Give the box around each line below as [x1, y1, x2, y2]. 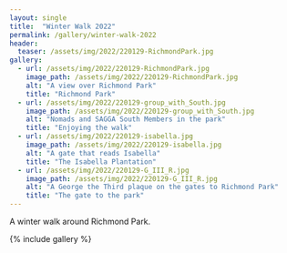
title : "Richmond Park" [26, 89, 117, 98]
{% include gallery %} [9, 234, 93, 244]
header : [9, 38, 39, 48]
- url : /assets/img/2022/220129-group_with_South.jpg [17, 97, 226, 107]
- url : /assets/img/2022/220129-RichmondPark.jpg [17, 65, 210, 74]
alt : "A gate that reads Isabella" [26, 148, 161, 157]
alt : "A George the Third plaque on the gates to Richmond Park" [26, 183, 280, 192]
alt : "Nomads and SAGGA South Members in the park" [26, 115, 226, 124]
